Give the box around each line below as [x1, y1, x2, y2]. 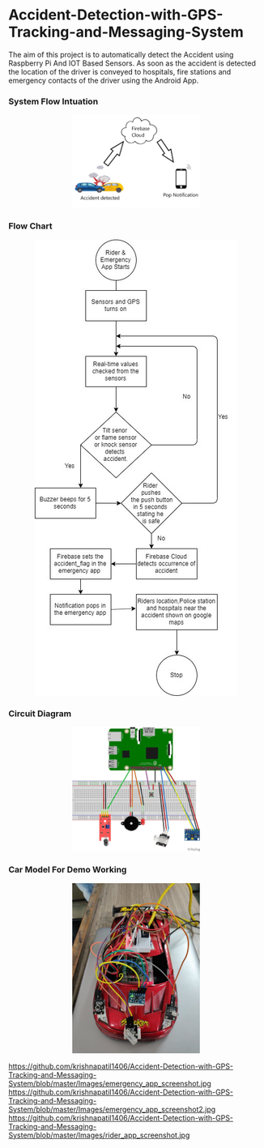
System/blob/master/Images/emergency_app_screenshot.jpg [8, 1078, 212, 1088]
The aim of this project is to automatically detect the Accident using [8, 49, 234, 59]
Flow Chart [8, 220, 53, 232]
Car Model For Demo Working [8, 864, 127, 876]
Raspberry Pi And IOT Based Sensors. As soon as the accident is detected [8, 58, 257, 68]
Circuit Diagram [8, 708, 71, 719]
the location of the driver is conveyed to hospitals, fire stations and [8, 66, 232, 76]
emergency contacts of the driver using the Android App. [8, 75, 199, 85]
